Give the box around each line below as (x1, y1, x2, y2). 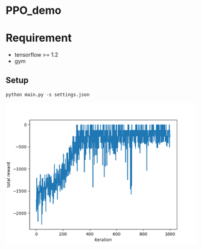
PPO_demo (5, 4, 62, 17)
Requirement (5, 31, 72, 45)
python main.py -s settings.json (5, 92, 90, 98)
